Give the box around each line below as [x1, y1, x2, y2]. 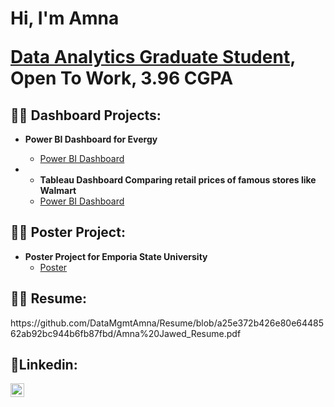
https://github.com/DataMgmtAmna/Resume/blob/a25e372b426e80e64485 [10, 317, 325, 329]
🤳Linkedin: [10, 357, 78, 374]
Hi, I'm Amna [10, 7, 120, 30]
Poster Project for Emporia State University [24, 250, 208, 262]
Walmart [39, 185, 77, 196]
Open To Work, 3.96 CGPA [10, 67, 234, 90]
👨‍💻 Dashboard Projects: [10, 107, 162, 124]
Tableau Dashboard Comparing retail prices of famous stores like [39, 174, 317, 186]
